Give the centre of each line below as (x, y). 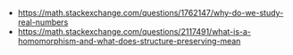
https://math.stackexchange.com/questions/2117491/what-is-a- (134, 31)
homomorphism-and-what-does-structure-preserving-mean (129, 41)
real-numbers (43, 22)
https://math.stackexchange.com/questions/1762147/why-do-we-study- (151, 13)
